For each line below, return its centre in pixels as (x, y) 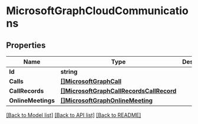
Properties (26, 45)
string (69, 72)
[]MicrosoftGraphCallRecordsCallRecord (118, 91)
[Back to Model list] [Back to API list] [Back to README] (74, 115)
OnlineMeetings (32, 100)
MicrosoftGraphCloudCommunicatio (97, 11)
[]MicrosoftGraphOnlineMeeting (107, 100)
